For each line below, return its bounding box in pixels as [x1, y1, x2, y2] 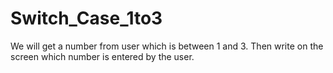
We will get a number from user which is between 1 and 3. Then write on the [10, 40, 324, 52]
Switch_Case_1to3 [10, 7, 163, 30]
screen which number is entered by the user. [10, 50, 195, 62]
